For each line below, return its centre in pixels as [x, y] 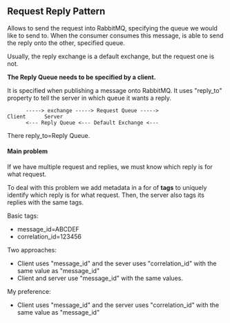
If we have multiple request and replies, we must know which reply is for [110, 167]
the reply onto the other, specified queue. [66, 43]
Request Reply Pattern [56, 11]
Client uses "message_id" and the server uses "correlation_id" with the [118, 305]
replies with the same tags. [46, 202]
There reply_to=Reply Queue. [49, 135]
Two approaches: [32, 250]
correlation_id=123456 [49, 237]
